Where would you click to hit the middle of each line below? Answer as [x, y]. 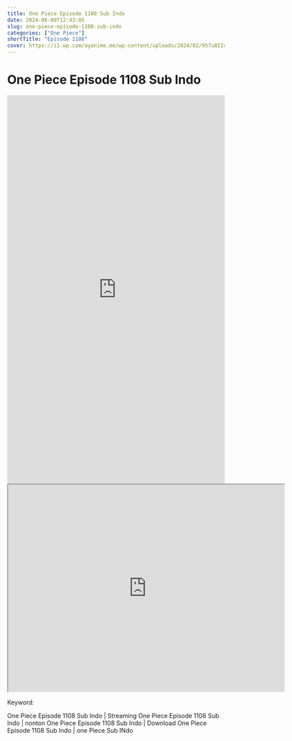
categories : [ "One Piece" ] [46, 33]
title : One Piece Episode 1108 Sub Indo [66, 13]
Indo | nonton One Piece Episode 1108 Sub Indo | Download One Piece [107, 723]
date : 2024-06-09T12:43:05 [46, 20]
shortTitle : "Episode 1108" [48, 39]
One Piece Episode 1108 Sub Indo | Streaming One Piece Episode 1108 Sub [113, 715]
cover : [17, 46]
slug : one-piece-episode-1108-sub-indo [65, 26]
